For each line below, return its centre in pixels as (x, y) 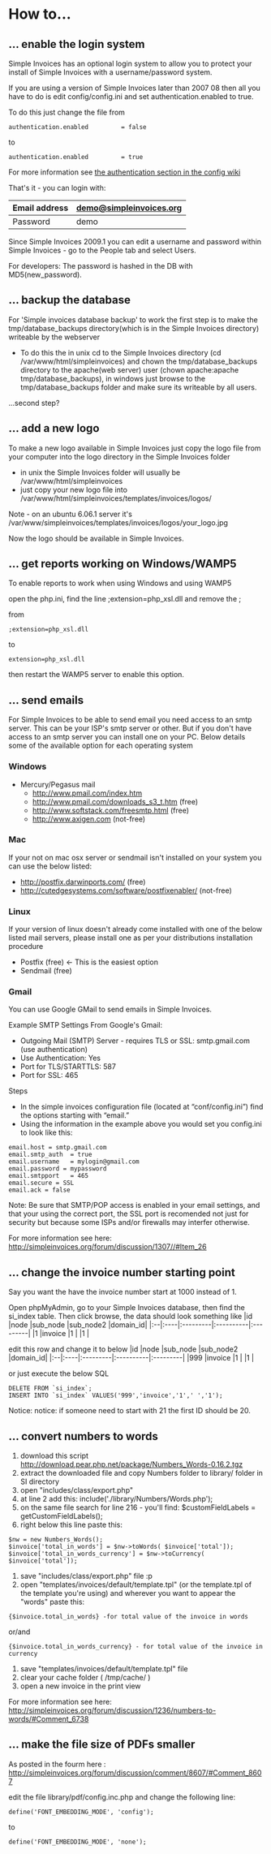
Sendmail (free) (46, 971)
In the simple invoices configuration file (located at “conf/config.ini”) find (142, 1107)
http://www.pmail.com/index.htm (87, 793)
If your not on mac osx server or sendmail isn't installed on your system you (135, 857)
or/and (19, 1632)
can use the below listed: (50, 866)
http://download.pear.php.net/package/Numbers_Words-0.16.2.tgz (131, 1464)
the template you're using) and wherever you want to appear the (128, 1593)
